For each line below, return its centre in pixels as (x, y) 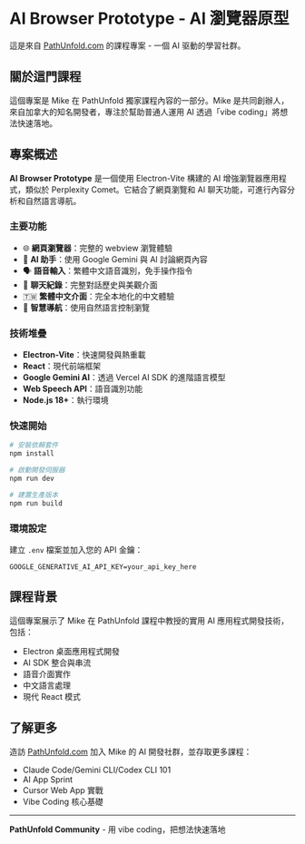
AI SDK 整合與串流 (57, 662)
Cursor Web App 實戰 (63, 790)
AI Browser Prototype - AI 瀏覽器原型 (149, 19)
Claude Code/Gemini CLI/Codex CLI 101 (97, 770)
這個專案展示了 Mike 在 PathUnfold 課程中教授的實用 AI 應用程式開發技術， (149, 620)
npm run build (36, 503)
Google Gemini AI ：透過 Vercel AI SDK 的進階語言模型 (124, 378)
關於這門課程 (45, 77)
